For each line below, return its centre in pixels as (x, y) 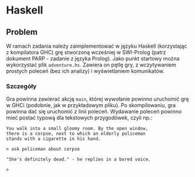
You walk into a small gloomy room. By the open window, (77, 129)
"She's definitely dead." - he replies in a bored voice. (78, 159)
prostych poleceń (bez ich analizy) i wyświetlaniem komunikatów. (85, 71)
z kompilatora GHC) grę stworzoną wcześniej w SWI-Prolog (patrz (86, 52)
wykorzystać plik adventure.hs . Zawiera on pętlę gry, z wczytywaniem (91, 65)
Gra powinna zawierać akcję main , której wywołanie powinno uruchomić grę (97, 99)
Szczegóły (21, 86)
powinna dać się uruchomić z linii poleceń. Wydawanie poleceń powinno (94, 112)
